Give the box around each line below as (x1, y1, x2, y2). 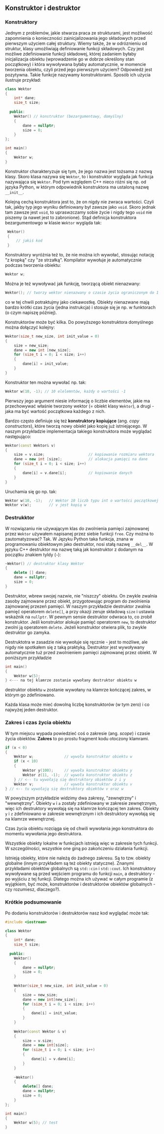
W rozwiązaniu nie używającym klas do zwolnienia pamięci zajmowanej (5, 525, 149, 531)
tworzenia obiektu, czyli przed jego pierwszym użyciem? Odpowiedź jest (5, 66, 152, 72)
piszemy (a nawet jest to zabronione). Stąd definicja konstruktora (5, 214, 137, 220)
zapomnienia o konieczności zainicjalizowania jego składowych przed (5, 35, 146, 41)
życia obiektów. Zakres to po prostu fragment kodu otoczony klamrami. (5, 735, 149, 741)
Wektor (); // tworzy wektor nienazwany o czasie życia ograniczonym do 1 (5, 290, 159, 295)
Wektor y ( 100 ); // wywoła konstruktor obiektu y (23, 768, 133, 773)
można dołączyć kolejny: (5, 324, 55, 330)
